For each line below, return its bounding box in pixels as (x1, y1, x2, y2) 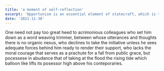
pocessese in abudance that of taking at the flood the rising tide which (5, 55, 147, 61)
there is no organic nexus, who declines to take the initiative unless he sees (5, 40, 157, 46)
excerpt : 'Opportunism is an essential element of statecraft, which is (5, 12, 156, 17)
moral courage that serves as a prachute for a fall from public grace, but (5, 50, 150, 56)
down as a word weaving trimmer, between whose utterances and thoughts (5, 35, 157, 40)
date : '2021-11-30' (5, 16, 45, 21)
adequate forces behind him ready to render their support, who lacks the (5, 45, 151, 51)
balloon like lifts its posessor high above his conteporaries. (5, 60, 123, 66)
